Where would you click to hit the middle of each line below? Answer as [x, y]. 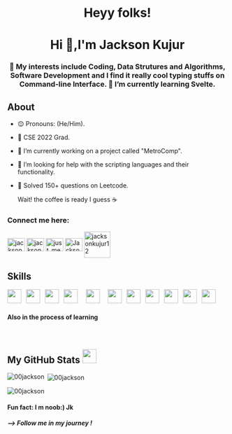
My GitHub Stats [44, 359]
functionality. [36, 172]
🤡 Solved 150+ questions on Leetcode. [73, 185]
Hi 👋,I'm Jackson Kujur [117, 45]
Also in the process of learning [53, 317]
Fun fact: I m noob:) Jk [40, 407]
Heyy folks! [117, 13]
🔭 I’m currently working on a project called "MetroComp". [100, 151]
